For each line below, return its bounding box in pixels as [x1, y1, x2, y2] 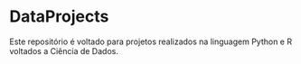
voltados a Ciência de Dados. [9, 45, 119, 56]
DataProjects [9, 6, 109, 27]
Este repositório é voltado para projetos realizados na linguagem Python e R [9, 36, 292, 47]
